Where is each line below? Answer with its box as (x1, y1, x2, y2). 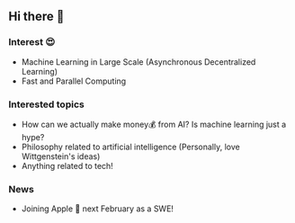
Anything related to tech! (21, 160, 113, 171)
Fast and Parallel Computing (21, 76, 127, 86)
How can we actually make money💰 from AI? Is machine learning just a (21, 119, 287, 129)
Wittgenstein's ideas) (21, 150, 101, 162)
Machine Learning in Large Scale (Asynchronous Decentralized (21, 56, 256, 67)
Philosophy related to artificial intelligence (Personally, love (21, 141, 240, 152)
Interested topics (8, 98, 85, 111)
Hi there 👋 (8, 9, 65, 24)
